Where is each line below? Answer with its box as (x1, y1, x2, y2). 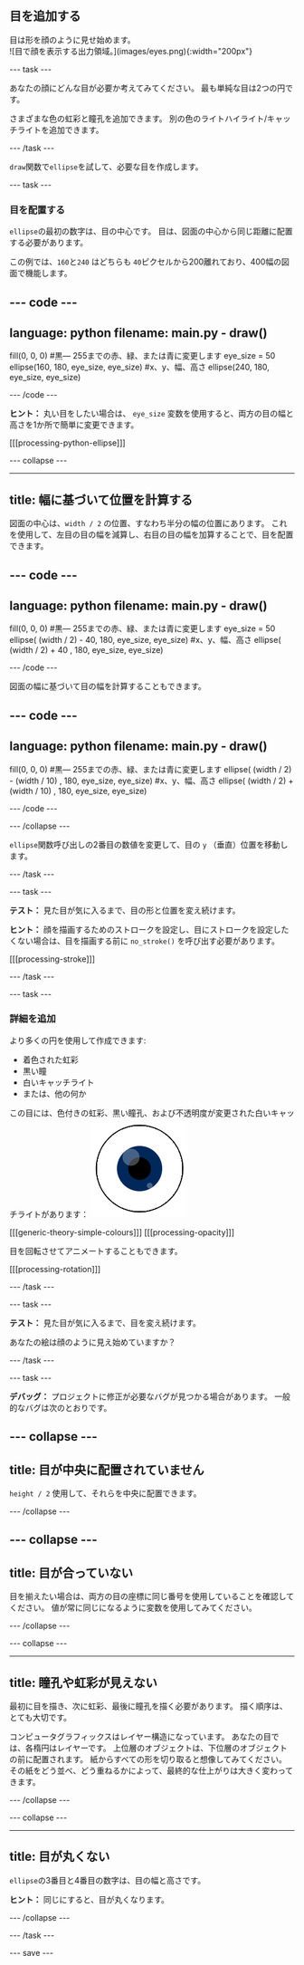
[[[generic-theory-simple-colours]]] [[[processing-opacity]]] (9, 1226, 235, 1238)
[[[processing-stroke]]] (9, 954, 96, 964)
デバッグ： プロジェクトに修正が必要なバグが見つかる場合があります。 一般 (9, 1391, 291, 1402)
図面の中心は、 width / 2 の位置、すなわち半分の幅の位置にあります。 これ (9, 518, 288, 529)
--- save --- (9, 1947, 54, 1958)
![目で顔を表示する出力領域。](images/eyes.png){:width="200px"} (9, 45, 253, 56)
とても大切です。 (9, 1712, 72, 1723)
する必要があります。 (9, 237, 89, 248)
